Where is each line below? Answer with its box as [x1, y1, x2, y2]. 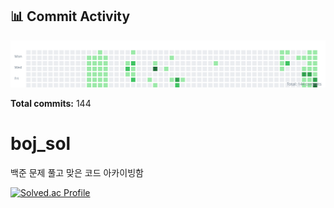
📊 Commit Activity [10, 8, 131, 25]
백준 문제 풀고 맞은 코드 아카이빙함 [10, 167, 144, 179]
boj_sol [10, 133, 72, 155]
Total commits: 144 [10, 98, 92, 110]
